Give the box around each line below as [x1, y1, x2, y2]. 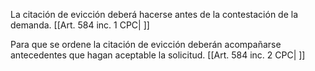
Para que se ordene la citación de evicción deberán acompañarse [10, 39, 282, 50]
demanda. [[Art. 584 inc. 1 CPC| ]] [10, 19, 150, 31]
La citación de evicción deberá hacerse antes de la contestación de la [10, 9, 299, 20]
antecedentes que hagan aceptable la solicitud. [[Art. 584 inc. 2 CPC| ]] [10, 49, 306, 61]
